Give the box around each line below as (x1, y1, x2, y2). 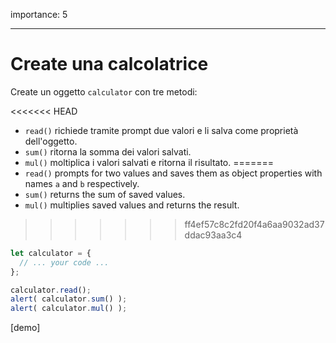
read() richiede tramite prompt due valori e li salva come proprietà (24, 124, 299, 136)
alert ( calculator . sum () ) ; (10, 294, 128, 304)
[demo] (10, 322, 41, 334)
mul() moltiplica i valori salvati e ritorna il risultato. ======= (24, 156, 275, 168)
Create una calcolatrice (10, 53, 209, 76)
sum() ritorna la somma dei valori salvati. (24, 145, 192, 158)
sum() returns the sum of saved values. (24, 188, 186, 200)
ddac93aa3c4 (184, 229, 243, 241)
